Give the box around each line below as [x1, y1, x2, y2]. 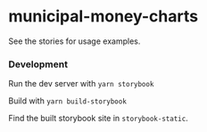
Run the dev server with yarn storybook [8, 78, 154, 89]
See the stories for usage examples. [8, 36, 141, 46]
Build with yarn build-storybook [8, 95, 127, 106]
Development [8, 58, 69, 70]
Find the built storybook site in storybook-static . [8, 113, 188, 124]
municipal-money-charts [8, 6, 198, 27]
